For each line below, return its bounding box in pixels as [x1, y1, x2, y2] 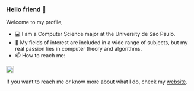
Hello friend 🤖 [6, 5, 46, 14]
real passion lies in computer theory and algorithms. [14, 45, 142, 53]
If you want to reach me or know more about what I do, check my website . [6, 78, 188, 85]
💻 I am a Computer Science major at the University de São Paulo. [14, 31, 176, 38]
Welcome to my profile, [6, 19, 63, 26]
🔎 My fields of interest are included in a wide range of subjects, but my [14, 39, 188, 46]
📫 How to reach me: [14, 52, 66, 59]
